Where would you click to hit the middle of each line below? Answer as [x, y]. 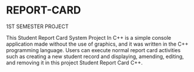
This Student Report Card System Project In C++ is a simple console [89, 37]
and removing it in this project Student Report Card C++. [74, 63]
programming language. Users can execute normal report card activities [93, 50]
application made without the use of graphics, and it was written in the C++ [97, 44]
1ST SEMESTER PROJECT [37, 26]
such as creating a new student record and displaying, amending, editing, [95, 56]
